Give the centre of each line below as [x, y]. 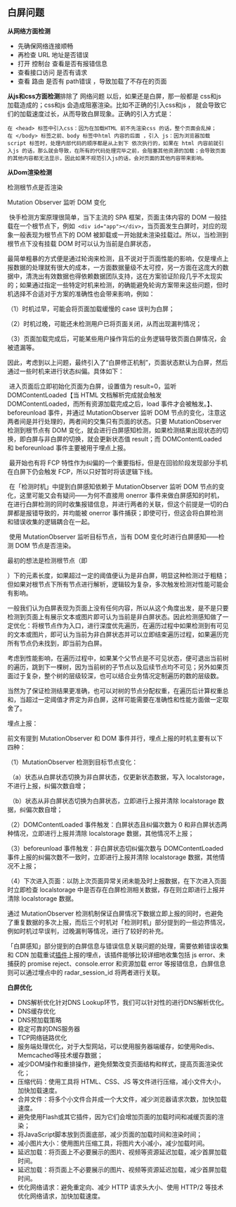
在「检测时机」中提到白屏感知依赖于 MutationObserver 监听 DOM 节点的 [114, 486]
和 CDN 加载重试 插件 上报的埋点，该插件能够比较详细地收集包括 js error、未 [116, 955]
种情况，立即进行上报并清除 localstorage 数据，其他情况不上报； [101, 833]
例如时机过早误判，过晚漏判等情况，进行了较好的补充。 [87, 931]
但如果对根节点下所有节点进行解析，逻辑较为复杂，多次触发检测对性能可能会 [118, 584]
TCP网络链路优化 [42, 1037]
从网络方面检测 [29, 31]
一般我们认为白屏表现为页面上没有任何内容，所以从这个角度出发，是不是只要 [118, 608]
